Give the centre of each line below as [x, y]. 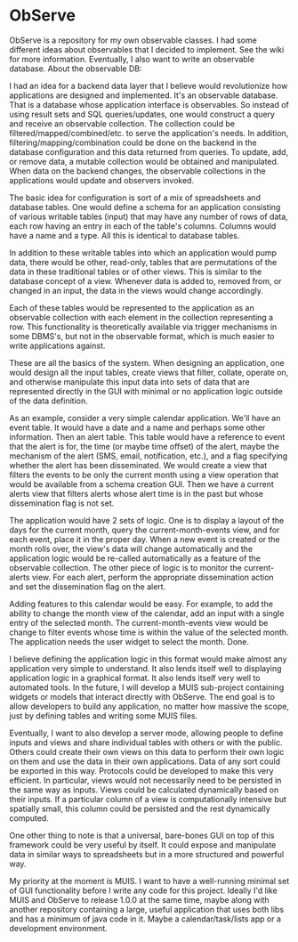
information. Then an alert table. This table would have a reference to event [147, 436]
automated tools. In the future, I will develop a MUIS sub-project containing [147, 687]
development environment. [59, 928]
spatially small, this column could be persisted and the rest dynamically [140, 808]
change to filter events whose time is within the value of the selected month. [149, 632]
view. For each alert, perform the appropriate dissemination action [153, 577]
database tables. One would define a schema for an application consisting [145, 207]
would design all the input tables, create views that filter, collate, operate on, [149, 372]
